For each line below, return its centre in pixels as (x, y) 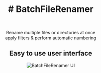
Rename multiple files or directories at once (51, 32)
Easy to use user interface (51, 53)
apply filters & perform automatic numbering (51, 38)
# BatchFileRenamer (51, 9)
